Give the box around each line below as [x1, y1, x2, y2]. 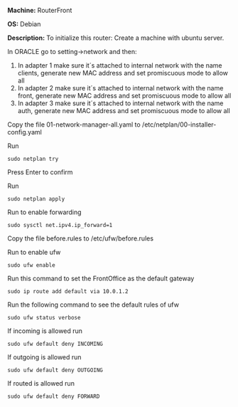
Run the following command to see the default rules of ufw [7, 300, 180, 309]
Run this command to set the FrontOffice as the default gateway [7, 274, 195, 282]
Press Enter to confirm [7, 168, 73, 176]
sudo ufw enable [7, 262, 55, 269]
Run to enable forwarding [7, 208, 82, 216]
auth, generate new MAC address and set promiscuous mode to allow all [17, 107, 231, 115]
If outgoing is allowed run [7, 353, 82, 361]
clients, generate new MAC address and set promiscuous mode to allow [17, 69, 229, 77]
